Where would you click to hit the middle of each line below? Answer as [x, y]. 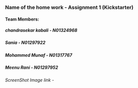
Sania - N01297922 [25, 43]
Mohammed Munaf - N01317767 [39, 55]
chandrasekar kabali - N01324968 [41, 30]
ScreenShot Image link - [29, 80]
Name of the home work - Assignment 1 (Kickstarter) [69, 7]
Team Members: [22, 19]
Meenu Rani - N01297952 [32, 67]
